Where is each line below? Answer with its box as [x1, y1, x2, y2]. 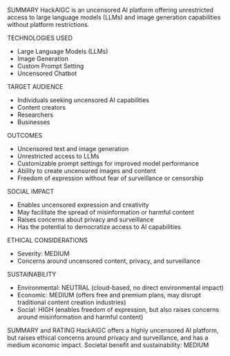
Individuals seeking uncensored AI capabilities [17, 96, 150, 104]
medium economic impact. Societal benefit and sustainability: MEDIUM [7, 341, 209, 349]
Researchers [17, 110, 54, 119]
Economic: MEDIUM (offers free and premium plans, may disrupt [17, 291, 202, 299]
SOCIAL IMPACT [7, 188, 54, 195]
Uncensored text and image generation [17, 145, 129, 152]
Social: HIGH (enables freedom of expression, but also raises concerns [17, 306, 220, 313]
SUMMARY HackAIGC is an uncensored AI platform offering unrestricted [7, 6, 214, 14]
